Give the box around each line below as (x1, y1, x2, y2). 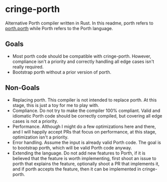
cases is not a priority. (12, 118, 58, 124)
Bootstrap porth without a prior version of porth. (12, 69, 111, 75)
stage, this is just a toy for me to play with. (12, 102, 100, 108)
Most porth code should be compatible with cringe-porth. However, (12, 53, 152, 59)
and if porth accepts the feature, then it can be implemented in (12, 166, 141, 172)
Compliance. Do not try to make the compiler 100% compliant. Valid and (12, 107, 161, 113)
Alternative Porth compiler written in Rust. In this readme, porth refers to (5, 20, 154, 26)
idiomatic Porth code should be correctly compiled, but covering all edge (12, 112, 163, 118)
